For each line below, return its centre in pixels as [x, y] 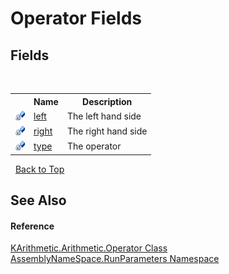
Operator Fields [76, 18]
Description [107, 101]
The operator [94, 146]
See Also [38, 200]
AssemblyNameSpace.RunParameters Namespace [115, 259]
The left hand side [104, 116]
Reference [32, 226]
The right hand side [107, 131]
